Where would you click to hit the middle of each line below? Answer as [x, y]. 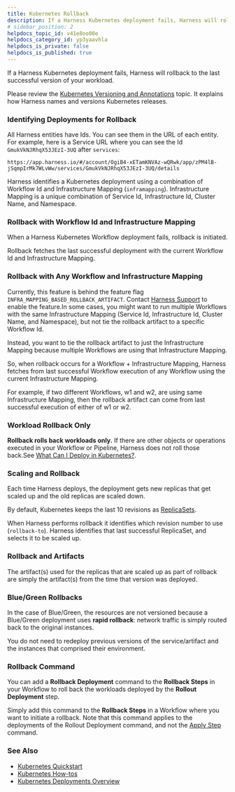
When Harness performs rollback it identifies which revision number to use [115, 524]
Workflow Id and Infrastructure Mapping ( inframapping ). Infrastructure [108, 189]
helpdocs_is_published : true [50, 53]
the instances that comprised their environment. [76, 648]
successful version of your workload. [60, 80]
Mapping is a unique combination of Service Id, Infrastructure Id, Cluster [111, 196]
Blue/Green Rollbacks [45, 597]
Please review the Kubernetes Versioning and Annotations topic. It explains [115, 94]
